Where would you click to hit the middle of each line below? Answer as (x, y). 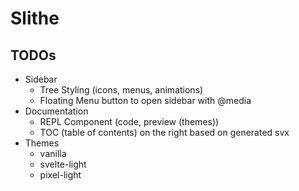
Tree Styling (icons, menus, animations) (121, 90)
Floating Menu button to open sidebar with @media (145, 100)
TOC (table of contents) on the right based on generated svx (164, 132)
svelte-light (63, 164)
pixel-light (60, 175)
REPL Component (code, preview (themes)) (129, 121)
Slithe (35, 18)
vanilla (53, 153)
